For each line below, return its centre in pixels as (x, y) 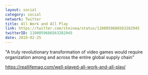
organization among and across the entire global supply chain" (70, 57)
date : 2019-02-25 (23, 38)
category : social (23, 14)
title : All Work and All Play (37, 24)
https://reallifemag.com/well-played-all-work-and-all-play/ (65, 67)
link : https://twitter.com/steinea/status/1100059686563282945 (72, 28)
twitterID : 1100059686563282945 (39, 33)
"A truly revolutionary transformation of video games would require (74, 52)
